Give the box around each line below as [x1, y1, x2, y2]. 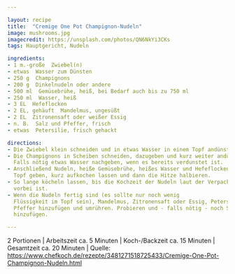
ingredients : [7, 55, 45, 62]
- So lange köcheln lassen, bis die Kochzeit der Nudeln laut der [7, 179, 205, 186]
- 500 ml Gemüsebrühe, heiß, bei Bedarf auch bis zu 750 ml [7, 88, 190, 95]
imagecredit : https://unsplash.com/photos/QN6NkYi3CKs [7, 36, 171, 43]
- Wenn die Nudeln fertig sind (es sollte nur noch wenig [7, 191, 180, 198]
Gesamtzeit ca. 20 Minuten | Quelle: [7, 244, 111, 252]
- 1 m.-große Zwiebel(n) [7, 62, 83, 69]
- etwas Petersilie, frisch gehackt [7, 127, 117, 134]
